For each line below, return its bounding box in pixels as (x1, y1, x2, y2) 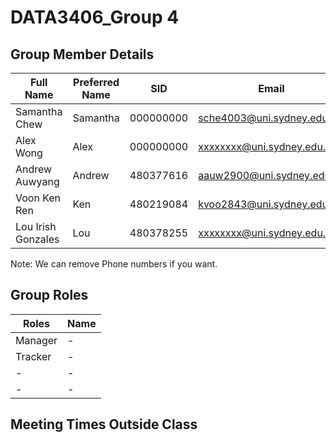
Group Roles (10, 287, 89, 304)
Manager (15, 333, 58, 347)
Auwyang (15, 175, 60, 188)
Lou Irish (15, 220, 57, 233)
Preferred (73, 76, 120, 89)
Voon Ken (15, 191, 62, 205)
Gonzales (15, 232, 60, 246)
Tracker (15, 349, 52, 363)
